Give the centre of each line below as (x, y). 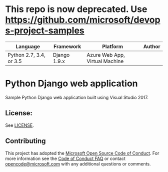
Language (28, 46)
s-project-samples (45, 31)
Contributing (25, 141)
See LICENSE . (19, 125)
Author (152, 46)
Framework (67, 46)
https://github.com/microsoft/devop (83, 20)
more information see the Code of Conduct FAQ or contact (65, 158)
